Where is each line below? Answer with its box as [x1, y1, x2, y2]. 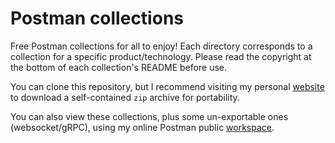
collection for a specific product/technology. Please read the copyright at [10, 50, 312, 62]
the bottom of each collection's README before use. [10, 61, 228, 73]
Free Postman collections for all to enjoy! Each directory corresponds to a [10, 40, 313, 52]
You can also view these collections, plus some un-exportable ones [10, 110, 289, 122]
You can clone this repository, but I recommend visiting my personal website [10, 80, 325, 92]
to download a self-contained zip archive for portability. [10, 91, 240, 103]
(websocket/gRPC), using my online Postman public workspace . [10, 121, 275, 133]
